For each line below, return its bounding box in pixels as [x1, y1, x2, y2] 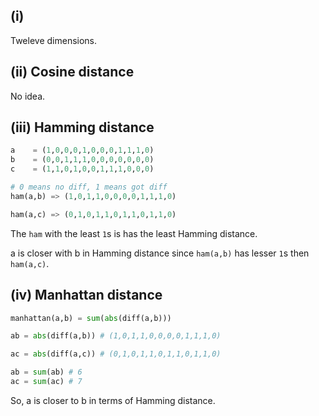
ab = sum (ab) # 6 [10, 367, 83, 378]
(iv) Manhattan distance [10, 287, 163, 304]
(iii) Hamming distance [10, 119, 155, 136]
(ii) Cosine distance [10, 64, 135, 81]
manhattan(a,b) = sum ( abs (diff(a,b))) [10, 313, 172, 323]
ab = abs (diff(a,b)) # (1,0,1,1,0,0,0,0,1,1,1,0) [10, 331, 222, 341]
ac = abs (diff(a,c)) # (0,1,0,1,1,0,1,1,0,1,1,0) [10, 349, 222, 359]
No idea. [10, 90, 46, 102]
